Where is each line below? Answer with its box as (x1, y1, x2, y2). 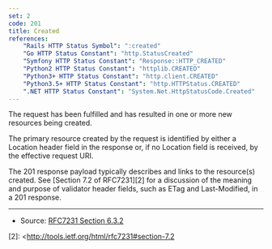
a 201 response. (8, 192, 62, 203)
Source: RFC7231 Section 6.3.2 (19, 216, 124, 225)
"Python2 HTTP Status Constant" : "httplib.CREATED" (23, 65, 201, 73)
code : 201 (8, 19, 42, 28)
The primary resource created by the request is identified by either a (8, 134, 237, 144)
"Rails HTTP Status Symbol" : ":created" (23, 42, 161, 50)
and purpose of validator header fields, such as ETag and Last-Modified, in (8, 184, 258, 194)
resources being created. (8, 118, 93, 128)
